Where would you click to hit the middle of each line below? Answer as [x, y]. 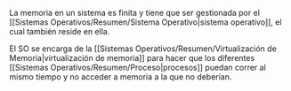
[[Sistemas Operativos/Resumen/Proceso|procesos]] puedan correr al [138, 67]
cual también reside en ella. [60, 31]
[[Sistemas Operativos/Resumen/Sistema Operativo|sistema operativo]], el [145, 22]
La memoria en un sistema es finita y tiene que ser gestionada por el [135, 13]
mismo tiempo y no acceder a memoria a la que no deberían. [121, 77]
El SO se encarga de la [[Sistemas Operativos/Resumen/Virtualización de [143, 49]
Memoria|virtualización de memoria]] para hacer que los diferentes [132, 58]
